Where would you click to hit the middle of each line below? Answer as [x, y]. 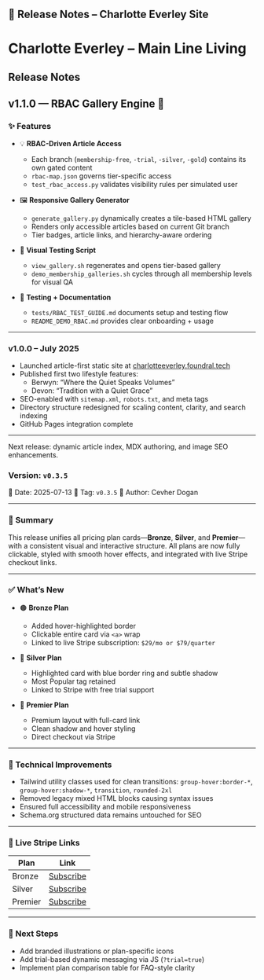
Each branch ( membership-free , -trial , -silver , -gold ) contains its [139, 159]
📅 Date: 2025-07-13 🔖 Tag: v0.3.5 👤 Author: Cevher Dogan [103, 493]
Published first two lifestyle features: [79, 373]
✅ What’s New [36, 590]
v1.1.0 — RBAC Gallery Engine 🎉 [86, 104]
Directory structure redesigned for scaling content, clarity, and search [132, 407]
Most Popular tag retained [73, 681]
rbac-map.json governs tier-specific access [101, 176]
